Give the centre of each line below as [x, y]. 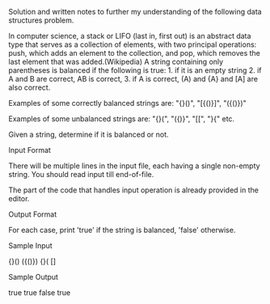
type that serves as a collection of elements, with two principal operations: [133, 44]
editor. [19, 198]
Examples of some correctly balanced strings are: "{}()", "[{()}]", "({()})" [127, 103]
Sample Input [30, 245]
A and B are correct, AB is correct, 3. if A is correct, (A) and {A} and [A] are [133, 79]
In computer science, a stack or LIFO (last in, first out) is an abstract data [130, 36]
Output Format [33, 214]
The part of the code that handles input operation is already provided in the [133, 190]
